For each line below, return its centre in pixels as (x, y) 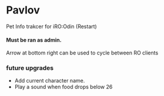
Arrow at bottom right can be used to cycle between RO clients (82, 53)
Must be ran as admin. (34, 40)
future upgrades (30, 68)
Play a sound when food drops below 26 (63, 87)
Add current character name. (50, 81)
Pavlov (23, 10)
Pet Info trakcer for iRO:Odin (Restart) (51, 26)
